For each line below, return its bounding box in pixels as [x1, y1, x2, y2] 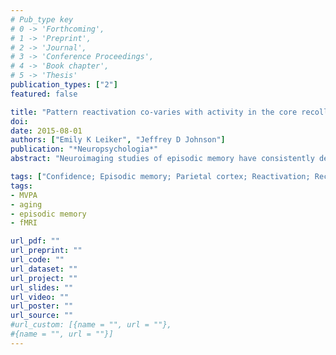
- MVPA [10, 190, 38, 200]
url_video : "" [10, 292, 70, 302]
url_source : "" [10, 311, 74, 321]
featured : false [10, 89, 78, 99]
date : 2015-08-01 [10, 126, 83, 136]
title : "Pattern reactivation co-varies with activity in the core [10, 107, 298, 117]
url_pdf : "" [10, 236, 60, 246]
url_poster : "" [10, 301, 74, 311]
